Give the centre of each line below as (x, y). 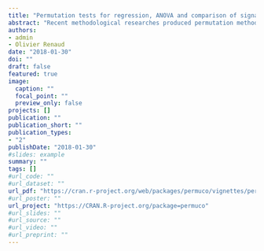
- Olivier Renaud (37, 45)
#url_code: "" (31, 177)
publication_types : (40, 132)
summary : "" (27, 162)
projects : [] (29, 111)
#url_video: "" (33, 228)
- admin (21, 37)
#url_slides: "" (35, 213)
